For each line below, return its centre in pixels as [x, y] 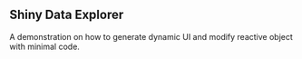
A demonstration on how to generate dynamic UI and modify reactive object [151, 36]
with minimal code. [44, 46]
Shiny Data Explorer [67, 15]
